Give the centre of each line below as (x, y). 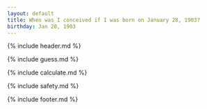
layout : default (31, 13)
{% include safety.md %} (43, 86)
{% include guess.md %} (43, 59)
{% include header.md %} (44, 46)
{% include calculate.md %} (47, 72)
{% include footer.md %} (43, 99)
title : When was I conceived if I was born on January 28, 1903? (104, 20)
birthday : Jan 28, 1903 (42, 26)
